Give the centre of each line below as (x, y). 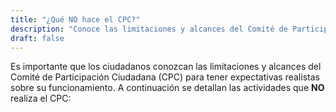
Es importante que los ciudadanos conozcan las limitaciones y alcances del (166, 67)
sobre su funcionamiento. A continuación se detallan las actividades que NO (167, 88)
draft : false (37, 38)
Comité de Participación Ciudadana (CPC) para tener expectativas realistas (165, 77)
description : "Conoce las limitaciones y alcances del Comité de (149, 29)
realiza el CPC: (41, 98)
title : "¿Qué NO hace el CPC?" (75, 19)
